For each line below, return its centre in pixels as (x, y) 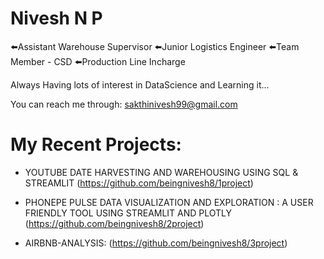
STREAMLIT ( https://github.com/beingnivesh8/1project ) (139, 183)
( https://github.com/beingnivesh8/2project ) (114, 223)
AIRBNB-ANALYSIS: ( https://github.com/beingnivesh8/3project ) (156, 243)
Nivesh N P (56, 18)
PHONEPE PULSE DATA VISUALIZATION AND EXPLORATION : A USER (169, 202)
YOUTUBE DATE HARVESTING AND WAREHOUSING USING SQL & (161, 172)
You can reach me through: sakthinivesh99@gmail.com (124, 104)
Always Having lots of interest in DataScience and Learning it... (140, 84)
